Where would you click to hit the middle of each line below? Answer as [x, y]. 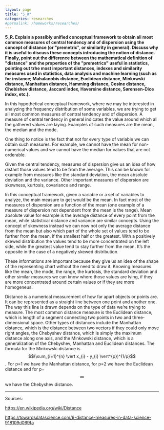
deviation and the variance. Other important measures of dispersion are [77, 180]
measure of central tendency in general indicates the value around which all [81, 119]
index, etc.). [18, 94]
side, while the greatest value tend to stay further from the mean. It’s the [78, 247]
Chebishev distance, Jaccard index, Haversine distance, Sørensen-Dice [80, 89]
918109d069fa [20, 423]
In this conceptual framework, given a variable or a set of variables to [75, 195]
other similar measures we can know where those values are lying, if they [79, 277]
